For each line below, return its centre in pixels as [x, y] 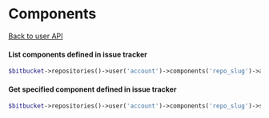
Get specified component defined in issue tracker [92, 89]
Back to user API [36, 36]
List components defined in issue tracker [78, 54]
